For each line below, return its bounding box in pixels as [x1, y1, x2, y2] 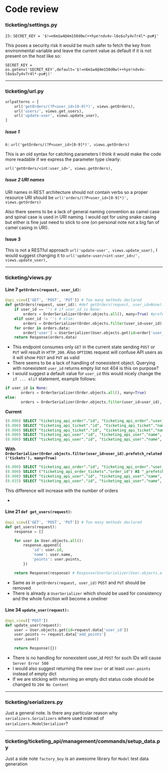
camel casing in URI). [5, 224, 49, 231]
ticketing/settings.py [5, 22, 57, 29]
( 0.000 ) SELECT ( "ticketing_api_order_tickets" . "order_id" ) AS [5, 469, 140, 474]
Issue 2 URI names [5, 176, 45, 182]
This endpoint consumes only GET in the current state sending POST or [12, 344, 155, 350]
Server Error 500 [12, 661, 49, 666]
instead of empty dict [12, 671, 56, 677]
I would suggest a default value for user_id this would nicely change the [12, 371, 161, 377]
